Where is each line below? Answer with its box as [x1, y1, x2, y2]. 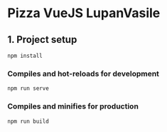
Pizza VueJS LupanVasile [7, 5, 161, 21]
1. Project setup [7, 34, 77, 46]
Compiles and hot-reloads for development [7, 68, 160, 78]
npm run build [7, 118, 50, 125]
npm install [7, 52, 43, 59]
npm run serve [7, 85, 50, 92]
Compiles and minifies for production [7, 101, 139, 111]
